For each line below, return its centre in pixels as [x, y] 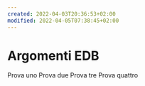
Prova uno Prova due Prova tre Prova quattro [73, 75]
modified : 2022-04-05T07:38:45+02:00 [63, 21]
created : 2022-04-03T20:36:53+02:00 [61, 14]
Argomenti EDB [53, 56]
